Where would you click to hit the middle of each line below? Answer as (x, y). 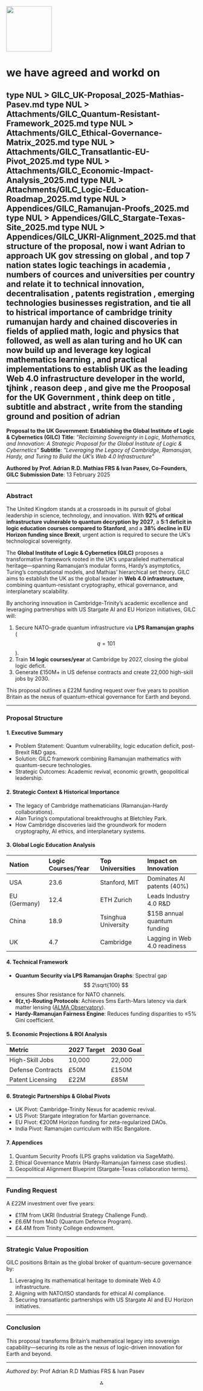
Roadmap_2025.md (44, 199)
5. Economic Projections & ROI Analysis (57, 1034)
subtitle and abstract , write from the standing (95, 407)
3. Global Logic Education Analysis (51, 845)
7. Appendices (25, 1143)
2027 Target (87, 1050)
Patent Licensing (33, 1080)
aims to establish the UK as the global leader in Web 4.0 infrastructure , (96, 579)
